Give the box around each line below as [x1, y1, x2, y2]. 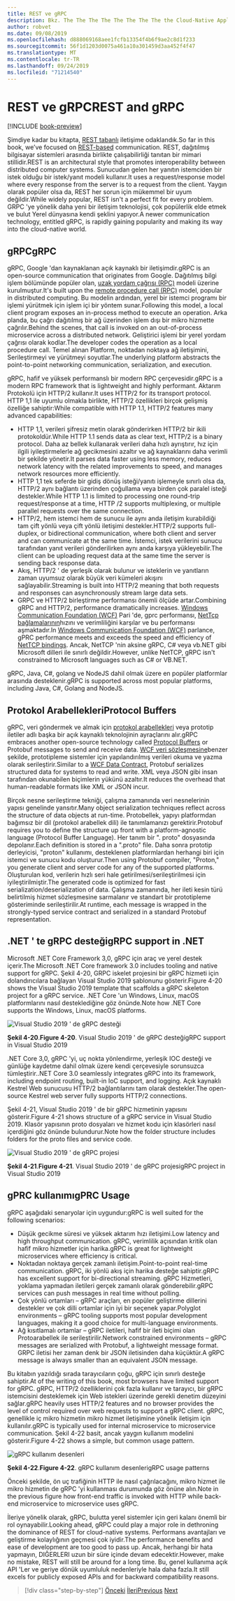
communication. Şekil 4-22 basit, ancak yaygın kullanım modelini [7, 1429, 194, 1437]
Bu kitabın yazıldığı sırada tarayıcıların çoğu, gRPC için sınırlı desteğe [7, 1369, 206, 1378]
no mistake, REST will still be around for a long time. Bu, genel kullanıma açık [7, 1558, 228, 1566]
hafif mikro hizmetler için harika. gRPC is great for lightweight [17, 1244, 193, 1252]
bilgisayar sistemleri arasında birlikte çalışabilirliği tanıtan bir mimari [7, 151, 201, 159]
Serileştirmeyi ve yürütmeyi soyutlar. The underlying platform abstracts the [7, 353, 221, 361]
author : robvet [7, 23, 52, 30]
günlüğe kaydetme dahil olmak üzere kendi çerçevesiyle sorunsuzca [7, 1062, 204, 1070]
